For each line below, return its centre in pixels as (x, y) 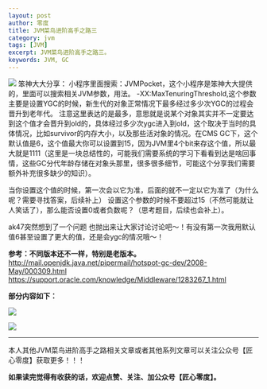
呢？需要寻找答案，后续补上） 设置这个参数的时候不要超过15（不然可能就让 (131, 200)
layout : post (30, 16)
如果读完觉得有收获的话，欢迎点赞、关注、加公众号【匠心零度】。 (114, 377)
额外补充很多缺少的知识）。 (52, 173)
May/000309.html (38, 270)
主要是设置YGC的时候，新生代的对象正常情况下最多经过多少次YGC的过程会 (131, 103)
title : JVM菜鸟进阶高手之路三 (53, 30)
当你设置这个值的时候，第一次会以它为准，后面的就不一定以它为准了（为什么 (133, 190)
